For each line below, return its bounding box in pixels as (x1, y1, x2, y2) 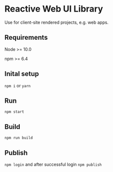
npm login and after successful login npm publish (4, 161, 102, 167)
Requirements (4, 33, 48, 42)
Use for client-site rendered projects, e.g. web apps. (4, 19, 109, 25)
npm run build (4, 136, 33, 141)
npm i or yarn (4, 82, 31, 88)
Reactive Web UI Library (4, 3, 103, 15)
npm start (4, 109, 25, 114)
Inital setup (4, 70, 39, 78)
